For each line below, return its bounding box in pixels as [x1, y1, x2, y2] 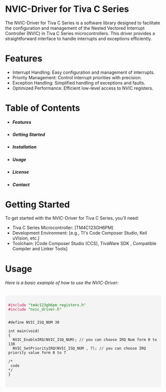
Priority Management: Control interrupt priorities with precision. [12, 74, 142, 80]
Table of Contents [5, 102, 80, 114]
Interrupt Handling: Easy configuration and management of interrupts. [12, 69, 155, 75]
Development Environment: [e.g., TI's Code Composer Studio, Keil [12, 230, 147, 236]
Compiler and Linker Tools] [12, 246, 68, 252]
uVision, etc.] [12, 235, 40, 241]
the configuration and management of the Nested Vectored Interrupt [5, 25, 145, 31]
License [12, 169, 29, 175]
